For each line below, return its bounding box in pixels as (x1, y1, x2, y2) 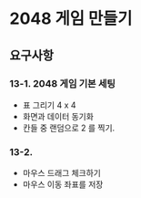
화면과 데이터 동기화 (22, 110, 94, 121)
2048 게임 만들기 (9, 8, 133, 29)
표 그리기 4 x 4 (22, 99, 76, 110)
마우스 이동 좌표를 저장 (22, 179, 104, 190)
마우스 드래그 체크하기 (22, 168, 102, 179)
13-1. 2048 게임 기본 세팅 (9, 77, 116, 89)
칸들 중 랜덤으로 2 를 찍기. (22, 122, 116, 133)
